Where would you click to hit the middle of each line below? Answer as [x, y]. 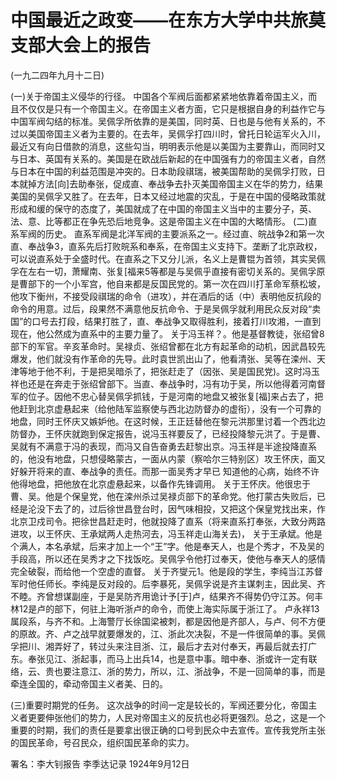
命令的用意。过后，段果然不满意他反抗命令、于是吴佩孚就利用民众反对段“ [161, 308]
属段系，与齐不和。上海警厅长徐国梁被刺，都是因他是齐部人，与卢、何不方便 [168, 621]
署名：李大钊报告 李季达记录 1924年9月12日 [100, 763]
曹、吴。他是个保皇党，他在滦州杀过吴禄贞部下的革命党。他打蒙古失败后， [163, 496]
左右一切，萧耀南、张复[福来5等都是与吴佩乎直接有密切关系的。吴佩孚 [172, 271]
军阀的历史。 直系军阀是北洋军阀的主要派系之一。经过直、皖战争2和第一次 [171, 233]
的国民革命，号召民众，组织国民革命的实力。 [102, 742]
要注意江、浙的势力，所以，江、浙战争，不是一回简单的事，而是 [194, 671]
